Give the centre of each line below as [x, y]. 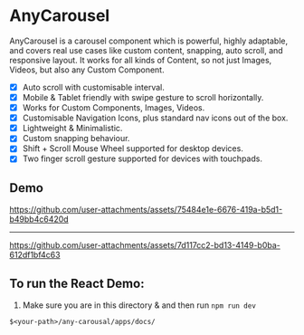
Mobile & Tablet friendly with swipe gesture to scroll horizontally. [143, 97]
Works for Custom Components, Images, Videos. [114, 108]
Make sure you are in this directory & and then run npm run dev [139, 305]
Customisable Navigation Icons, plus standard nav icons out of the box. [155, 118]
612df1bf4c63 [35, 255]
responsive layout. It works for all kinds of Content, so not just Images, [141, 60]
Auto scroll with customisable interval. [93, 87]
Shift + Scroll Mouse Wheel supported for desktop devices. [133, 148]
